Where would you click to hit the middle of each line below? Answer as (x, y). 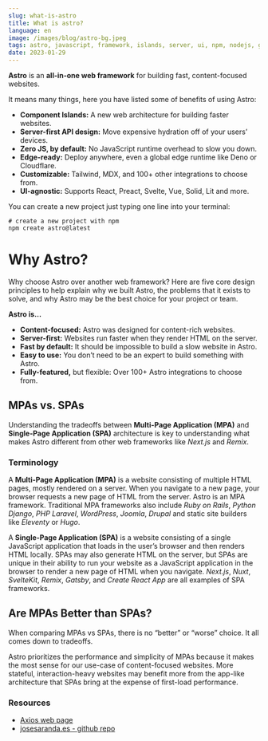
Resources (30, 703)
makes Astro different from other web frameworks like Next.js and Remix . (129, 441)
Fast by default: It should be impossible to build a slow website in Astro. (138, 346)
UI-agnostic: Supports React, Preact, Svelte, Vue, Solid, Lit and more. (134, 191)
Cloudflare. (38, 166)
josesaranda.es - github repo (67, 729)
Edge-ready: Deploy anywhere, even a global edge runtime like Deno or (138, 157)
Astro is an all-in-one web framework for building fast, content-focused (128, 75)
